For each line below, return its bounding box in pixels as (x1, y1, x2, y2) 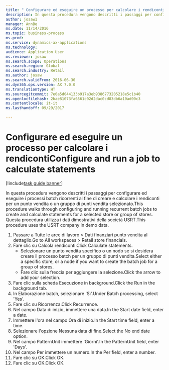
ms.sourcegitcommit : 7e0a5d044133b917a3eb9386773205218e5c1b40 (6, 91, 141, 97)
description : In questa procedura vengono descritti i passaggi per (6, 12, 152, 17)
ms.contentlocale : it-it (6, 101, 58, 106)
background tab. (13, 285, 47, 291)
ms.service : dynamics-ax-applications (6, 40, 87, 45)
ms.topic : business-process (6, 31, 65, 36)
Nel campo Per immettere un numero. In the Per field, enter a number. (13, 349, 156, 355)
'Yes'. (13, 296, 25, 302)
